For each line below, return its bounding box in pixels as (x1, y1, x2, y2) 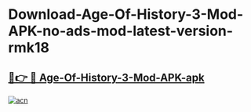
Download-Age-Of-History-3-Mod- (8, 5, 244, 23)
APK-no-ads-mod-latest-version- (8, 22, 234, 40)
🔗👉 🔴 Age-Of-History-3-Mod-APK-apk (8, 70, 206, 84)
